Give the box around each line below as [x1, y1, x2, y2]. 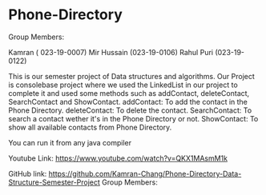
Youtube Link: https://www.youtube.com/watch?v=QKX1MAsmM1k [8, 153, 228, 163]
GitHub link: [8, 169, 47, 178]
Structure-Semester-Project [8, 177, 100, 187]
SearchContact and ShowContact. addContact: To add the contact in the [8, 97, 248, 106]
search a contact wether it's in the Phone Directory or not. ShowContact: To [8, 113, 259, 123]
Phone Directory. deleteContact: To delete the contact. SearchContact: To [8, 105, 252, 115]
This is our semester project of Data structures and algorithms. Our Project [8, 71, 255, 81]
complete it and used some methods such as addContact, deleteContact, [8, 88, 250, 97]
